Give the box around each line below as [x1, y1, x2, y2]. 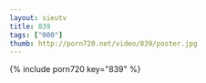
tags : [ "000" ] [9, 30, 64, 39]
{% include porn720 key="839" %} [9, 64, 141, 75]
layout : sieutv [9, 13, 67, 23]
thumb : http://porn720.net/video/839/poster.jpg [9, 38, 198, 48]
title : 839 [9, 22, 51, 31]
